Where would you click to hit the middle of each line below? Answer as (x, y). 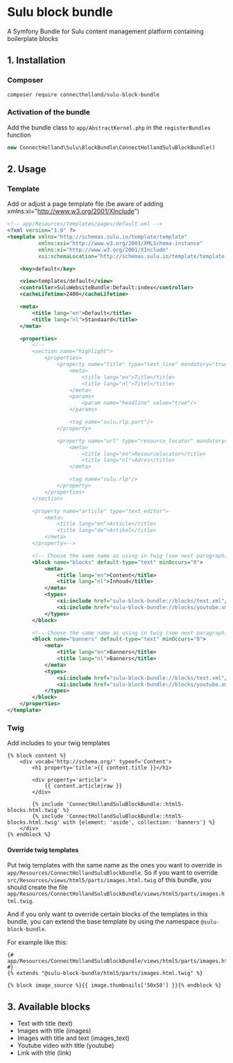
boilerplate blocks (33, 38)
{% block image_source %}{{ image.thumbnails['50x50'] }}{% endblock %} (114, 985)
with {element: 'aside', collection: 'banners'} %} (139, 822)
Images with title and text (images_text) (73, 1038)
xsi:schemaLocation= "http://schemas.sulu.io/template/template (131, 256)
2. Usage (27, 170)
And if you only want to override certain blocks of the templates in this (107, 914)
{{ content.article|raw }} (83, 786)
